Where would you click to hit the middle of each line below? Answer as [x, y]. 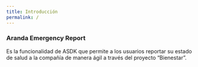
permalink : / [23, 17]
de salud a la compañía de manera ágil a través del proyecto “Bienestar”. [97, 57]
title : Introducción [32, 12]
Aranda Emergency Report [46, 38]
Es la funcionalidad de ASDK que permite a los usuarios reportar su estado [99, 51]
